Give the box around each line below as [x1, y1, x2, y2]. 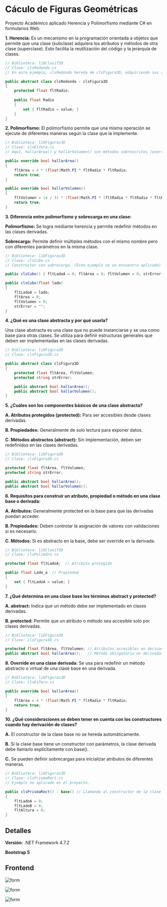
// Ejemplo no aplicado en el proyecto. [5, 781, 90, 786]
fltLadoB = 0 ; [14, 803, 43, 808]
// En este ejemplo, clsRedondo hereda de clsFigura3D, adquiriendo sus [5, 70, 159, 75]
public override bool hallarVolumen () [5, 186, 85, 191]
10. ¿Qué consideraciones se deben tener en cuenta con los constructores [5, 716, 162, 723]
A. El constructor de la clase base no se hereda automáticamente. [5, 731, 141, 738]
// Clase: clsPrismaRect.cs [5, 776, 64, 781]
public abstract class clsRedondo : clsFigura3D [5, 79, 108, 84]
